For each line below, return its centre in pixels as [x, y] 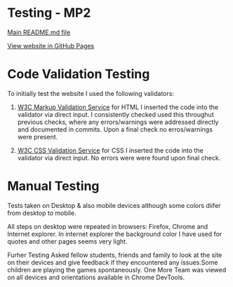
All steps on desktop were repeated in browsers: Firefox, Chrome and [108, 226]
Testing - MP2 [49, 13]
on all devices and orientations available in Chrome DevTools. [96, 277]
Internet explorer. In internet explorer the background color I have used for [115, 234]
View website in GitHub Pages [51, 45]
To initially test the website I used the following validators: [91, 93]
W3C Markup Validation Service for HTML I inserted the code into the [118, 107]
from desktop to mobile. [42, 213]
